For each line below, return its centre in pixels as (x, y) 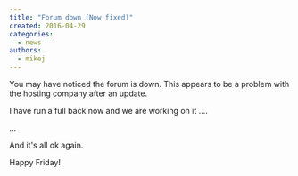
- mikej (32, 59)
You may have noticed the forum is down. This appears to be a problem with (149, 84)
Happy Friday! (35, 162)
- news (29, 42)
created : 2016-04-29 (48, 26)
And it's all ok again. (46, 145)
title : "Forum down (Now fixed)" (71, 17)
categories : (31, 34)
